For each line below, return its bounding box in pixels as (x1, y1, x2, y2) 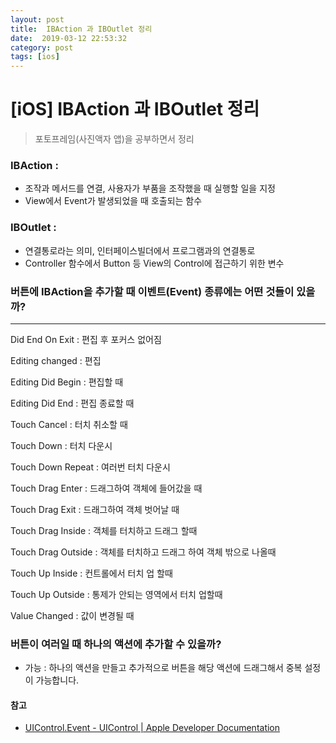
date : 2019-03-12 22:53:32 (10, 33, 128, 43)
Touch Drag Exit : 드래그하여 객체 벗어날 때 (10, 503, 180, 515)
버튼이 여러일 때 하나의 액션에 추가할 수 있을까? (10, 637, 222, 651)
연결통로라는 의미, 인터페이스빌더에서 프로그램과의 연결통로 (24, 244, 256, 256)
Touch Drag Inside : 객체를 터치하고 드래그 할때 (10, 524, 198, 536)
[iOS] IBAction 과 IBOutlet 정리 (10, 98, 260, 121)
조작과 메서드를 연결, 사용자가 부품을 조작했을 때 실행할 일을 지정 (24, 182, 276, 195)
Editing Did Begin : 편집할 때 (10, 376, 124, 388)
